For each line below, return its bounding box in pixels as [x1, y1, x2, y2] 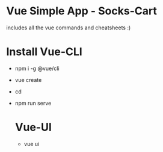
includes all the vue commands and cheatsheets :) [6, 24, 131, 31]
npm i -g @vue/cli [14, 65, 60, 72]
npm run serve [14, 99, 52, 107]
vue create [14, 76, 42, 83]
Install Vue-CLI [6, 45, 82, 59]
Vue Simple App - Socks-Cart [6, 4, 158, 18]
